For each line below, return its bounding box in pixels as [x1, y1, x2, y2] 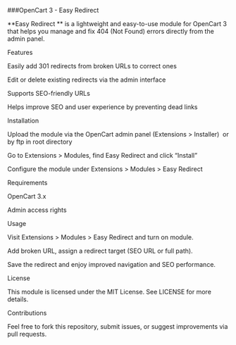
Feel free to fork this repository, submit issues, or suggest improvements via [7, 322, 228, 330]
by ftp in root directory [7, 137, 73, 146]
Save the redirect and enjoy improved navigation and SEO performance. [7, 261, 216, 268]
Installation [7, 116, 39, 125]
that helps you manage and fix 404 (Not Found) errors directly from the [7, 27, 215, 35]
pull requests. [7, 330, 47, 338]
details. [7, 295, 29, 303]
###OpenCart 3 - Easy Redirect [7, 6, 99, 14]
